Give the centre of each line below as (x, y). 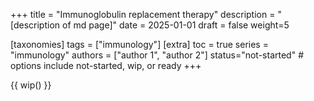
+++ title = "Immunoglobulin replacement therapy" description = (143, 14)
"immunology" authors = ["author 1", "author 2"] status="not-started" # (157, 55)
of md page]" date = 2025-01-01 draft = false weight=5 (176, 25)
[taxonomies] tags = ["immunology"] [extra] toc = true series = (139, 44)
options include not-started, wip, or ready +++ (106, 65)
